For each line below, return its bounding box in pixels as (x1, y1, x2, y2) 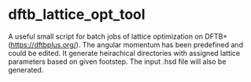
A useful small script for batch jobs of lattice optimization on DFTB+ (8, 32, 228, 41)
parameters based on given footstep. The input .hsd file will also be (8, 57, 227, 66)
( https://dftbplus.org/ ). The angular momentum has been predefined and (8, 39, 244, 49)
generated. (8, 65, 44, 74)
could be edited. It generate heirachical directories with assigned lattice (8, 48, 241, 58)
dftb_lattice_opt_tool (8, 6, 146, 24)
